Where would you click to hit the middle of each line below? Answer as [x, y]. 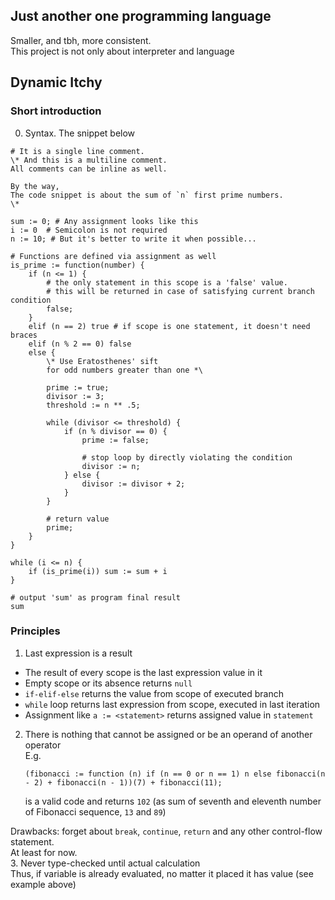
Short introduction [56, 111]
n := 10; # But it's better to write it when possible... [133, 239]
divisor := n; [111, 466]
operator [43, 745]
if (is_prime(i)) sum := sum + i [98, 571]
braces [24, 335]
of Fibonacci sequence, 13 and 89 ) [95, 811]
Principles [35, 631]
